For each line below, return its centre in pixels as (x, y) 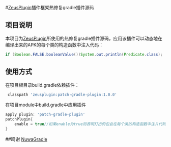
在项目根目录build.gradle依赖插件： (42, 85)
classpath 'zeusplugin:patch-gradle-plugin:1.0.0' (62, 94)
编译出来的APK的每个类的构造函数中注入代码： (54, 44)
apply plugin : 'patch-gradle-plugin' (45, 115)
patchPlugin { (19, 119)
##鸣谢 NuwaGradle (26, 139)
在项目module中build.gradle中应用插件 (46, 105)
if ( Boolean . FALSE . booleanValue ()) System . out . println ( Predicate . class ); (84, 54)
